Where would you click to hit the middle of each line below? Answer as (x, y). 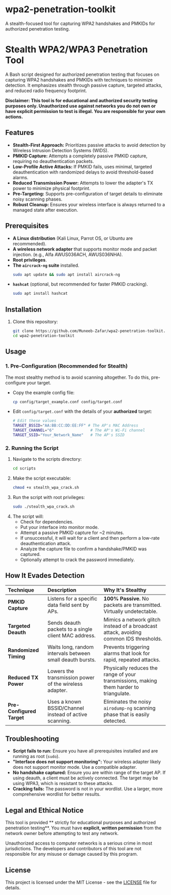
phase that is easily (126, 714)
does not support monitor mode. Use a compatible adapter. (75, 767)
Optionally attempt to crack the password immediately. (77, 560)
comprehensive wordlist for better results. (56, 794)
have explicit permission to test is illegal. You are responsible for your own (85, 111)
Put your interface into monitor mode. (60, 527)
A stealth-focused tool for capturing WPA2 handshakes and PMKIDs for (80, 23)
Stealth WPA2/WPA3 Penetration (77, 50)
